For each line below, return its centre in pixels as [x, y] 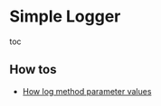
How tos [33, 70]
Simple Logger [65, 17]
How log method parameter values [87, 91]
